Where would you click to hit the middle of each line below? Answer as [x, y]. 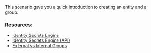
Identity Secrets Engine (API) [41, 40]
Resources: [19, 25]
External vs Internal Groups [39, 46]
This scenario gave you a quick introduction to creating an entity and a [76, 7]
